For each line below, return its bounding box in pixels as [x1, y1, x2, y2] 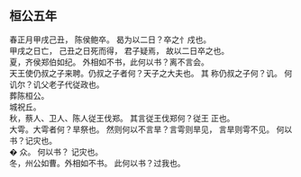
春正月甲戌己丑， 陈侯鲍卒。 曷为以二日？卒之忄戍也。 [9, 34, 212, 45]
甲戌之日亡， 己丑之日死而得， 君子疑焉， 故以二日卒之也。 [9, 45, 230, 56]
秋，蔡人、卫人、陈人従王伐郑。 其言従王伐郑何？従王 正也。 [9, 112, 235, 123]
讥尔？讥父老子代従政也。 [9, 79, 105, 90]
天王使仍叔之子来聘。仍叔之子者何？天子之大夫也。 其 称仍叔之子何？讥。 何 [9, 67, 293, 78]
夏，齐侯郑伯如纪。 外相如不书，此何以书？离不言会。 [9, 57, 209, 67]
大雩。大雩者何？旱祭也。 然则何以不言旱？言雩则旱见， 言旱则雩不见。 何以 [9, 124, 293, 135]
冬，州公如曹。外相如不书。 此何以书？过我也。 [9, 157, 186, 168]
